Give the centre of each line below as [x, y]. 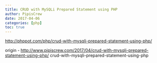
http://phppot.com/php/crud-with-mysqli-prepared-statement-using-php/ [78, 41]
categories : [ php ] [23, 23]
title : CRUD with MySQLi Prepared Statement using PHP [61, 9]
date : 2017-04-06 [22, 18]
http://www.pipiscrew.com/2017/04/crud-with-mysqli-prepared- [85, 50]
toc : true [15, 27]
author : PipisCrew [23, 14]
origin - [12, 50]
